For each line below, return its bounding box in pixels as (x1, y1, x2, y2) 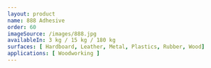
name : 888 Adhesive (7, 17, 65, 24)
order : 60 (7, 23, 37, 30)
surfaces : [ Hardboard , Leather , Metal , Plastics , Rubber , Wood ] (7, 43, 205, 50)
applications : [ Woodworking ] (7, 50, 100, 57)
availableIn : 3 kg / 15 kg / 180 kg (7, 37, 116, 44)
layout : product (7, 10, 55, 18)
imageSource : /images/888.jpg (7, 30, 97, 38)
